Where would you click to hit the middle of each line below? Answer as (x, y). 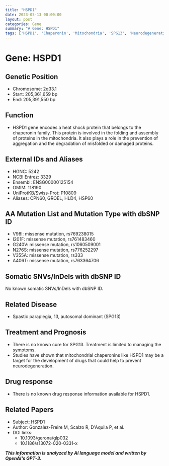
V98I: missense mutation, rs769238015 (53, 234)
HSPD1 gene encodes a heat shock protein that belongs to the (77, 127)
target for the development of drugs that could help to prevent (77, 360)
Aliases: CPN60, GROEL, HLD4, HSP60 (53, 198)
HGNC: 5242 (26, 171)
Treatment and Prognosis (46, 332)
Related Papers (29, 410)
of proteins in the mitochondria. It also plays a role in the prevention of (85, 138)
